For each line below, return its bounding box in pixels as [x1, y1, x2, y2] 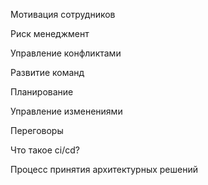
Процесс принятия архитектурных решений [10, 164, 199, 175]
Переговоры [10, 125, 64, 136]
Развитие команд [10, 67, 85, 78]
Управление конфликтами [10, 47, 122, 59]
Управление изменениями [10, 105, 123, 117]
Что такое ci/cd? [10, 144, 80, 156]
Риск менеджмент [10, 28, 90, 39]
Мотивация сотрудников [10, 9, 116, 20]
